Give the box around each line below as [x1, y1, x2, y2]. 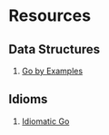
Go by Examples [21, 65, 84, 76]
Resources [8, 5, 92, 26]
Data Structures [8, 42, 101, 57]
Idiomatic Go [21, 115, 70, 127]
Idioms [8, 92, 48, 107]
